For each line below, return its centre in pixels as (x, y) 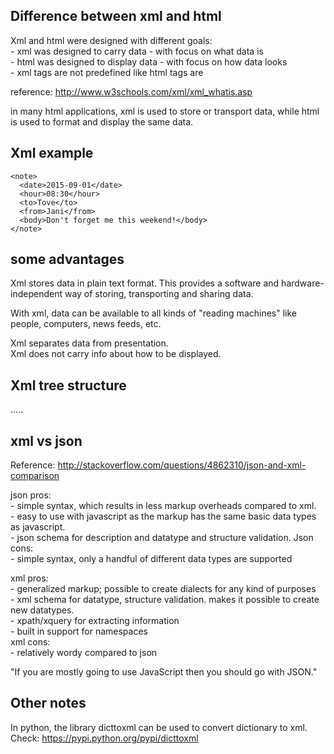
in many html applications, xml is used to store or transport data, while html (165, 111)
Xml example (52, 153)
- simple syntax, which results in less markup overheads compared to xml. (163, 506)
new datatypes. (42, 610)
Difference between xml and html (116, 16)
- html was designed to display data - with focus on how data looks (149, 61)
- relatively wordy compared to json (84, 653)
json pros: (31, 495)
